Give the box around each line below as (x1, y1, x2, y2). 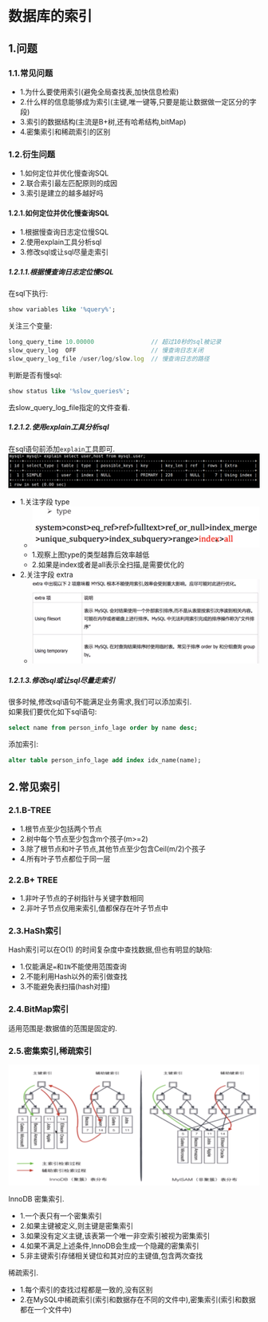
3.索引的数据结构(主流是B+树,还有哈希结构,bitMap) (19, 116, 187, 126)
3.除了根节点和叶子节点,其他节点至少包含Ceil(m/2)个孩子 (19, 843, 206, 854)
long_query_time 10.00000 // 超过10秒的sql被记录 (8, 338, 222, 346)
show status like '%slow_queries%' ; (8, 387, 130, 395)
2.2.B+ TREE (8, 874, 58, 886)
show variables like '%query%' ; (8, 306, 116, 314)
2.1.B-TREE (8, 805, 52, 816)
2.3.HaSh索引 (8, 925, 62, 936)
